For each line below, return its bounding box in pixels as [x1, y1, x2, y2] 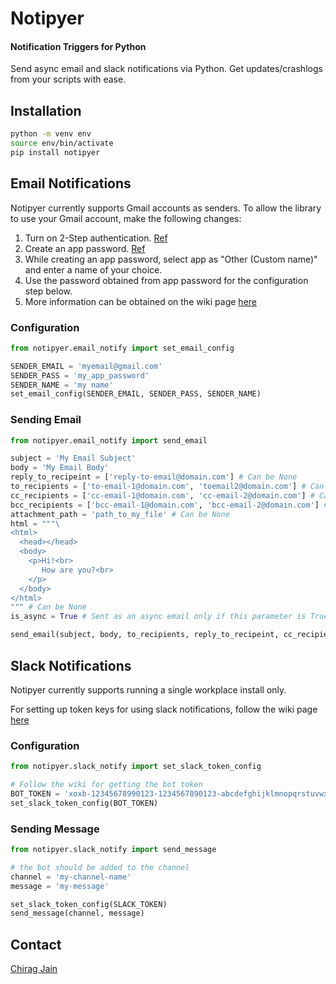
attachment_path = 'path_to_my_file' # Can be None [10, 509, 230, 519]
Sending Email [10, 413, 82, 427]
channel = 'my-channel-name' [10, 872, 132, 882]
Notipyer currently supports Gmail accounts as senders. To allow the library [10, 202, 322, 214]
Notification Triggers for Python [10, 40, 147, 52]
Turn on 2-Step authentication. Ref [24, 232, 168, 244]
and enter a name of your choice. [24, 263, 163, 276]
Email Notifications [10, 175, 132, 192]
